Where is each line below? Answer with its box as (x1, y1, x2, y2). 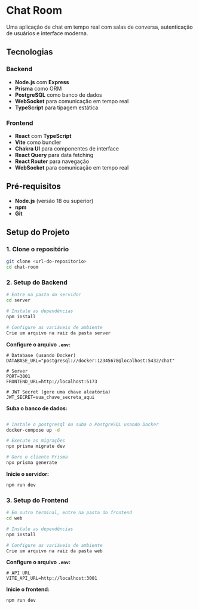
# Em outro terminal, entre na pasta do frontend (6, 510, 133, 516)
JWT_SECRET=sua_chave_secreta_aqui (6, 394, 95, 400)
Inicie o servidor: (6, 470, 50, 478)
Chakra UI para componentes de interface (14, 144, 120, 152)
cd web (6, 515, 23, 521)
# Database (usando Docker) (6, 352, 76, 358)
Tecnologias (6, 47, 53, 57)
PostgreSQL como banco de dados (14, 91, 103, 99)
